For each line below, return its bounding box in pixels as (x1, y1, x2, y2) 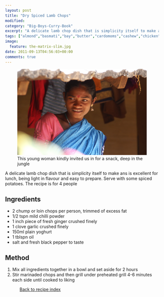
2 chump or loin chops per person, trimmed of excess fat (12, 208, 127, 214)
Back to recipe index (19, 287, 61, 293)
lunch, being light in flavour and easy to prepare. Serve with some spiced (5, 175, 152, 181)
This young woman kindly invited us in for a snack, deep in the (17, 156, 143, 162)
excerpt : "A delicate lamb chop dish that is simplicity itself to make (5, 28, 156, 34)
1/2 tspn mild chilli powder (12, 213, 65, 219)
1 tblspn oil (12, 234, 34, 240)
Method (5, 253, 30, 262)
